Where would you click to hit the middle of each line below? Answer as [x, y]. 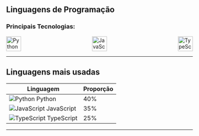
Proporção [98, 89]
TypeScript [62, 118]
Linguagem [43, 89]
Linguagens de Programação [60, 10]
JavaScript [61, 108]
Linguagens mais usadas [53, 72]
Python [46, 99]
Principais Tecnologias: [41, 27]
